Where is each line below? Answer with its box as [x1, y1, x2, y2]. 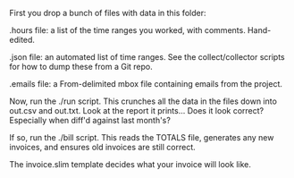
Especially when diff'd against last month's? [9, 115, 172, 125]
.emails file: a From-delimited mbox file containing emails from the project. [9, 79, 283, 89]
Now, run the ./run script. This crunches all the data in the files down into [9, 96, 277, 106]
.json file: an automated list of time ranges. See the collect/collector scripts [9, 52, 285, 62]
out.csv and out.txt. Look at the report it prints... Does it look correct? [9, 106, 265, 115]
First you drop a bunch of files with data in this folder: [9, 8, 206, 18]
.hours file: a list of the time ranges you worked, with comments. [9, 25, 246, 35]
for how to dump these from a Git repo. [9, 62, 154, 72]
